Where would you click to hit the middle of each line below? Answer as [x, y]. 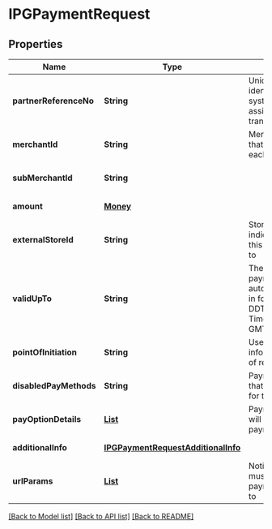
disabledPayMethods [54, 386]
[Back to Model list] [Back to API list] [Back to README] [101, 516]
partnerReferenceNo [53, 101]
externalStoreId [43, 240]
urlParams [33, 481]
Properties [36, 44]
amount [28, 206]
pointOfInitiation [45, 352]
